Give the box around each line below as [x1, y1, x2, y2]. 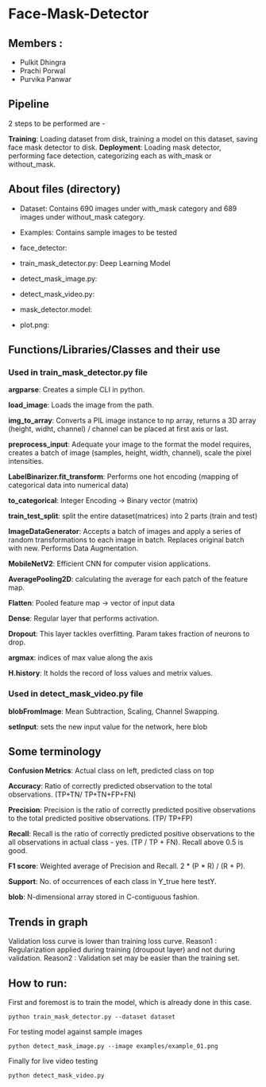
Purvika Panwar [19, 75, 71, 84]
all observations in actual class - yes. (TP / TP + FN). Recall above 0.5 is [8, 837, 244, 847]
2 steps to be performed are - [8, 119, 106, 128]
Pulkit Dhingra [19, 57, 66, 67]
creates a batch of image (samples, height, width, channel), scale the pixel [8, 448, 252, 458]
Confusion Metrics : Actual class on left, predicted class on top [8, 766, 214, 776]
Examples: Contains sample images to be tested [19, 228, 177, 237]
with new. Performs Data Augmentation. [8, 543, 139, 553]
